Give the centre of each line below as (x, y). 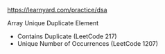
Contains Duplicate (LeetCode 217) (67, 36)
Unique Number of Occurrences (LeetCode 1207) (87, 43)
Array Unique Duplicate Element (53, 23)
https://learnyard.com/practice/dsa (57, 10)
